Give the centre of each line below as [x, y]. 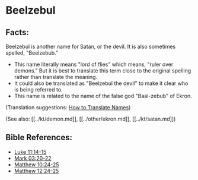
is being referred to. [38, 89]
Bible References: [39, 138]
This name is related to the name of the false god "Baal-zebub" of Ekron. [103, 96]
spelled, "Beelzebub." [32, 53]
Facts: [17, 32]
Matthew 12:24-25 [36, 170]
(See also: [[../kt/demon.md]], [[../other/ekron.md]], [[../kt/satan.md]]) [91, 119]
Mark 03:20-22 [33, 158]
